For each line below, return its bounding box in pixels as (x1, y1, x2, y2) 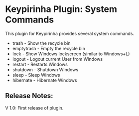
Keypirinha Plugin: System (5, 3, 118, 15)
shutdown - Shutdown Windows (12, 66, 79, 73)
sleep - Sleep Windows (12, 72, 61, 78)
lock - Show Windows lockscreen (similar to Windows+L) (12, 51, 130, 57)
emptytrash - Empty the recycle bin (12, 45, 86, 51)
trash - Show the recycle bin (12, 40, 71, 46)
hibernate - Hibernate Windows (12, 77, 77, 83)
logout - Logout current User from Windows (12, 56, 103, 62)
